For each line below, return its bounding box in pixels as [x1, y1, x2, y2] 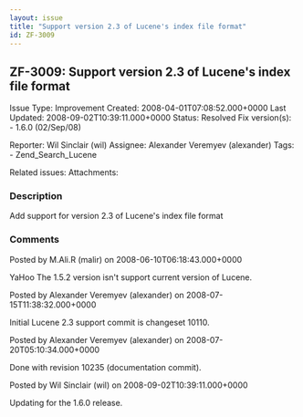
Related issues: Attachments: [9, 167, 119, 178]
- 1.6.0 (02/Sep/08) [9, 122, 82, 133]
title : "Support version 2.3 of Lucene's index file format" [9, 22, 247, 31]
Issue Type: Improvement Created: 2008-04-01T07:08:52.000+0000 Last [9, 102, 287, 114]
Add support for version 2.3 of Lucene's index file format [9, 211, 224, 222]
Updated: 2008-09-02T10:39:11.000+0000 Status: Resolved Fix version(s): [9, 112, 292, 123]
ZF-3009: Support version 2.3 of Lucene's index [9, 64, 291, 79]
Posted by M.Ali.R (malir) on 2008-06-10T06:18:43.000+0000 [9, 254, 243, 265]
